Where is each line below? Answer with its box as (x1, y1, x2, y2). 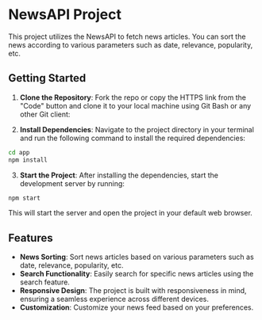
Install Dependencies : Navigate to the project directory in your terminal (19, 124, 254, 134)
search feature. (19, 277, 70, 287)
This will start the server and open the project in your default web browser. (8, 208, 252, 218)
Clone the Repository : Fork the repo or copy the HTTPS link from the (19, 93, 246, 102)
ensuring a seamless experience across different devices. (19, 295, 209, 304)
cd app (8, 148, 30, 156)
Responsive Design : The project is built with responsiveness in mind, (19, 286, 248, 295)
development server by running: (19, 178, 125, 188)
